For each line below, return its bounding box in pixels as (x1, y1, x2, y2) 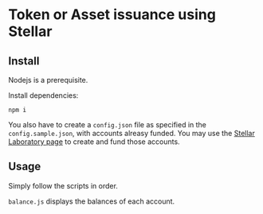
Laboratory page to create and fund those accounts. (8, 137, 181, 146)
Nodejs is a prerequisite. (8, 76, 88, 84)
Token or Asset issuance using (8, 6, 217, 24)
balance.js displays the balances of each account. (8, 196, 175, 206)
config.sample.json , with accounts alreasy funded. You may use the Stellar (8, 129, 255, 138)
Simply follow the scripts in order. (8, 181, 118, 190)
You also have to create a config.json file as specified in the (8, 120, 207, 129)
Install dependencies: (8, 91, 79, 100)
